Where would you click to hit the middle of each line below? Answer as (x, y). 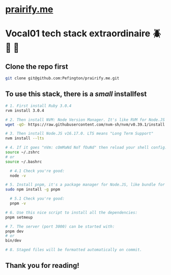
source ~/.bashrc (24, 162)
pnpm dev (15, 231)
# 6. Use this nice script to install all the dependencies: (72, 212)
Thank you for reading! (42, 266)
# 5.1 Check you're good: (37, 199)
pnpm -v (18, 203)
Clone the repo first (37, 66)
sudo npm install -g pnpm (33, 190)
